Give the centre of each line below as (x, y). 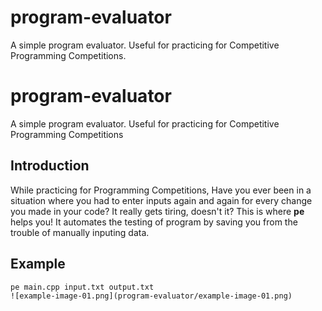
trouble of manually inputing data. (80, 232)
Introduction (50, 166)
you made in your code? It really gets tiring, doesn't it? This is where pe (157, 211)
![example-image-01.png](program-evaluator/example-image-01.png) (151, 296)
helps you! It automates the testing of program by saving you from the (154, 222)
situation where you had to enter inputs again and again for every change (161, 200)
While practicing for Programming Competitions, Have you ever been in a (161, 190)
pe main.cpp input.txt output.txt (82, 287)
